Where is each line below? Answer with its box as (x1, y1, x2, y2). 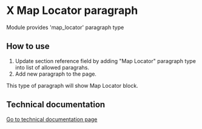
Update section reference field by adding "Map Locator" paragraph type (15, 57, 196, 64)
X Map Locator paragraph (6, 4, 138, 18)
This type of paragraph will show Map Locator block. (6, 82, 138, 89)
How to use (6, 41, 50, 51)
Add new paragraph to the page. (15, 70, 97, 78)
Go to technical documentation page (6, 116, 98, 123)
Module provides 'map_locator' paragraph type (6, 24, 124, 31)
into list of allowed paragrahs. (15, 64, 90, 71)
